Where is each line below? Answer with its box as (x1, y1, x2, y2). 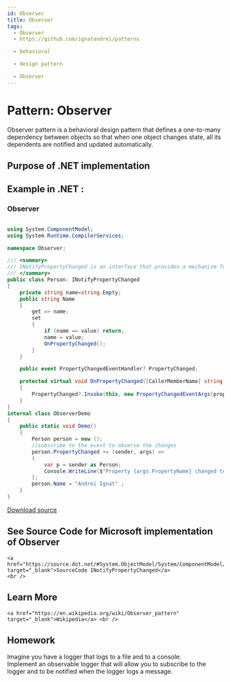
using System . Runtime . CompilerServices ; (7, 232, 125, 239)
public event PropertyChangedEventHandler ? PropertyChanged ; (19, 366, 198, 373)
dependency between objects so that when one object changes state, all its (7, 132, 221, 141)
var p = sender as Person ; (43, 461, 122, 468)
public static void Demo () (19, 423, 97, 430)
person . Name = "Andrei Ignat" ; (32, 480, 125, 488)
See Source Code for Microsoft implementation (7, 526, 213, 537)
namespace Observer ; (7, 245, 67, 251)
